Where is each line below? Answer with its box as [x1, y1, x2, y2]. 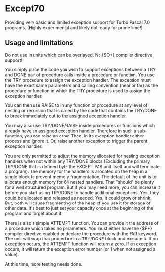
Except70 [5, 3, 45, 14]
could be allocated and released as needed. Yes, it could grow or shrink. [5, 195, 152, 201]
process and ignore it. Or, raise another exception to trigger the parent [5, 138, 148, 144]
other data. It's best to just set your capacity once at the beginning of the [5, 205, 154, 211]
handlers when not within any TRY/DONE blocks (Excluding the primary [5, 158, 150, 164]
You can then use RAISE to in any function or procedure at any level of [5, 102, 148, 108]
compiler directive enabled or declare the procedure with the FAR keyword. [5, 230, 158, 237]
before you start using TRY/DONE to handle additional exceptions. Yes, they [5, 189, 159, 195]
